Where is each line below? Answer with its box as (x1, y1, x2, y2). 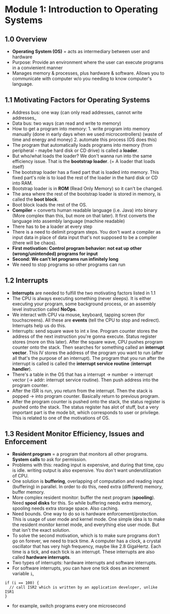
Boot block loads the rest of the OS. (12, 201, 88, 208)
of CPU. (12, 473, 29, 479)
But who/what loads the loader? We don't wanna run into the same (12, 152, 152, 159)
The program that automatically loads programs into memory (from (12, 142, 153, 148)
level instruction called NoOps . (12, 306, 77, 312)
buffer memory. (12, 489, 45, 495)
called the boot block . (12, 196, 59, 202)
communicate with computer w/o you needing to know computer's (12, 76, 152, 81)
